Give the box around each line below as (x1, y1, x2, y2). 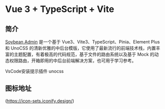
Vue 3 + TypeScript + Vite (5, 3, 115, 15)
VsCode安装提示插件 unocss (5, 68, 64, 74)
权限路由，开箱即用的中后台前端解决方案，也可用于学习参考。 (9, 57, 136, 63)
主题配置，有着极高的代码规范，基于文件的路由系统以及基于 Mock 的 (13, 51, 155, 57)
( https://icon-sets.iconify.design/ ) (5, 97, 74, 103)
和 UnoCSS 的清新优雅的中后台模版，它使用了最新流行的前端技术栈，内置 (5, 45, 156, 51)
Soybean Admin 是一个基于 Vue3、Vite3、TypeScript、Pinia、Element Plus (5, 39, 160, 44)
